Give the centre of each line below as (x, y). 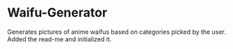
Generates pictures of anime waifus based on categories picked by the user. (116, 32)
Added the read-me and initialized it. (59, 39)
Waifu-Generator (57, 13)
